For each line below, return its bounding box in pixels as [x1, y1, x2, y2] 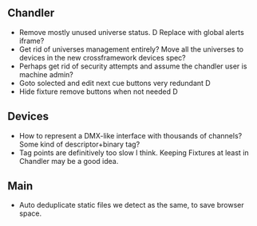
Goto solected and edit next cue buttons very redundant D [18, 78, 211, 88]
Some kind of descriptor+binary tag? [18, 139, 140, 149]
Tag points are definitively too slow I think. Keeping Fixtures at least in [18, 147, 249, 158]
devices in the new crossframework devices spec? [18, 53, 187, 62]
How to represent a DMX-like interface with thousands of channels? [18, 131, 243, 140]
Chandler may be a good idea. [18, 156, 119, 166]
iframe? [18, 36, 45, 45]
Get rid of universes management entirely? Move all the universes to [18, 44, 244, 54]
